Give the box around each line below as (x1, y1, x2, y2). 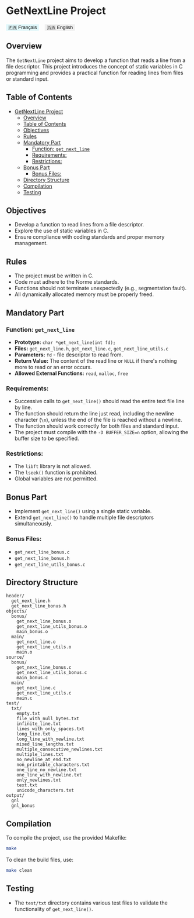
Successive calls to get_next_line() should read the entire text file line (14, 398, 185, 405)
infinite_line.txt (16, 721, 61, 727)
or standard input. (6, 75, 49, 82)
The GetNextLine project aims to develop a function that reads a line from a (6, 57, 186, 64)
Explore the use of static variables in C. (14, 227, 109, 235)
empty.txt (16, 711, 41, 717)
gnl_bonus (11, 803, 35, 809)
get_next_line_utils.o (16, 644, 72, 650)
